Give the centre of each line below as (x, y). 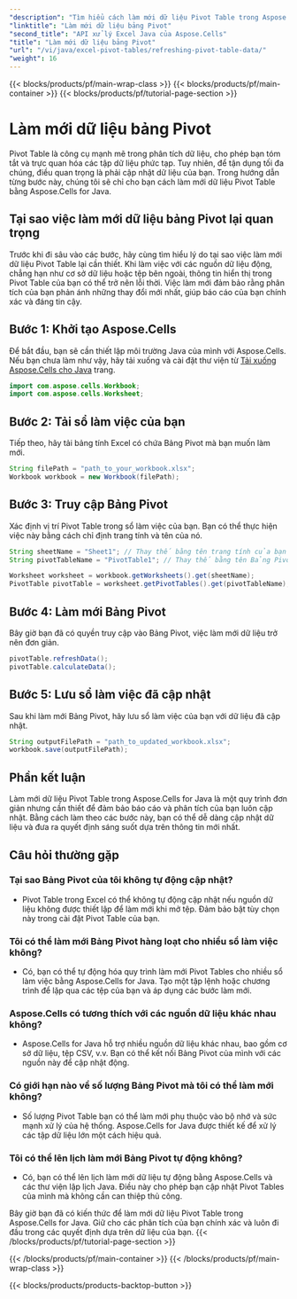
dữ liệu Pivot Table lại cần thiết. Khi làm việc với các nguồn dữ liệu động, (141, 263)
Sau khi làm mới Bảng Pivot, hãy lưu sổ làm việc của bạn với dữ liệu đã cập (145, 716)
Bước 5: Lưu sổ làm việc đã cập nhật (110, 695)
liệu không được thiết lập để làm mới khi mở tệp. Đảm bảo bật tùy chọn (151, 909)
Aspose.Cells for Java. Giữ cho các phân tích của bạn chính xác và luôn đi (144, 1223)
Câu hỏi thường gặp (64, 855)
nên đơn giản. (34, 642)
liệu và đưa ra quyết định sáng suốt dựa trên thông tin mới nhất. (125, 827)
